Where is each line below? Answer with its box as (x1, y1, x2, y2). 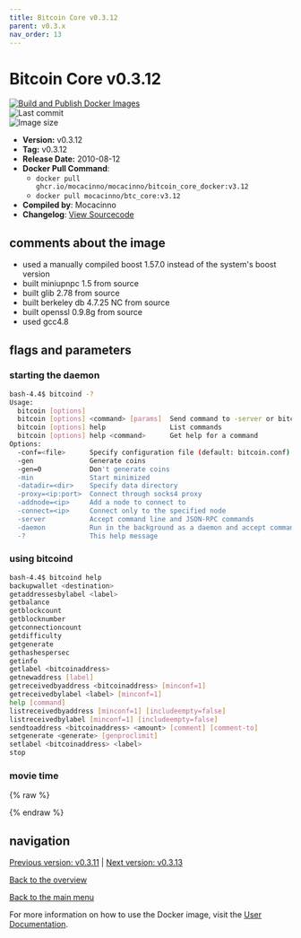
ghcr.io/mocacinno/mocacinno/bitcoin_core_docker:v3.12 (35, 182, 249, 191)
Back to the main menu (9, 892, 95, 903)
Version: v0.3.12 (21, 135, 83, 145)
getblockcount (9, 607, 63, 616)
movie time (9, 769, 59, 782)
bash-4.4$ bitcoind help (9, 573, 102, 582)
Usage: (9, 398, 34, 407)
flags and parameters (9, 342, 132, 357)
